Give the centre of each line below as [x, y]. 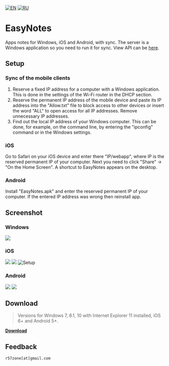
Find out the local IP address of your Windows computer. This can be [84, 121]
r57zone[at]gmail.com [28, 358]
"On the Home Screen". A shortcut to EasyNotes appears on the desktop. [81, 167]
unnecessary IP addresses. [41, 116]
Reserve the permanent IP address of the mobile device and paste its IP [87, 100]
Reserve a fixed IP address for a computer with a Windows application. [86, 89]
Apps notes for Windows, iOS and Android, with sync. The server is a [77, 42]
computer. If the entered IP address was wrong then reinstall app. [73, 197]
